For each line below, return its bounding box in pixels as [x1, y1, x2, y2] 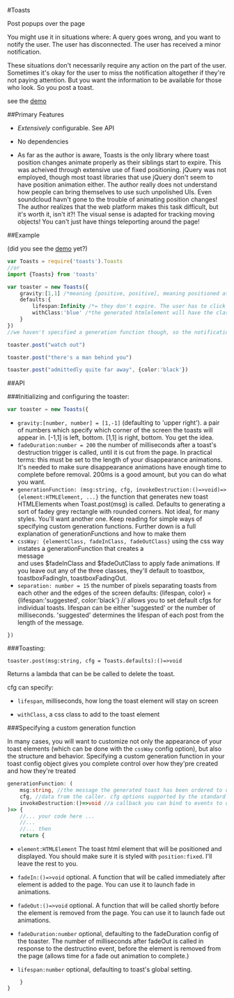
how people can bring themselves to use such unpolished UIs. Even [17, 188, 212, 196]
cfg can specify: [7, 683, 54, 692]
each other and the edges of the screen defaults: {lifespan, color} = [17, 588, 212, 598]
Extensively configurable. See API [17, 124, 115, 132]
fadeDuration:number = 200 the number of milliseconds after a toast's [17, 441, 217, 449]
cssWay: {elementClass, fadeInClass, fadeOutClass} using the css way [17, 537, 224, 545]
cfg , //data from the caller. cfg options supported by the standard [19, 793, 226, 800]
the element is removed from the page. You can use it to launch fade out [17, 909, 225, 917]
